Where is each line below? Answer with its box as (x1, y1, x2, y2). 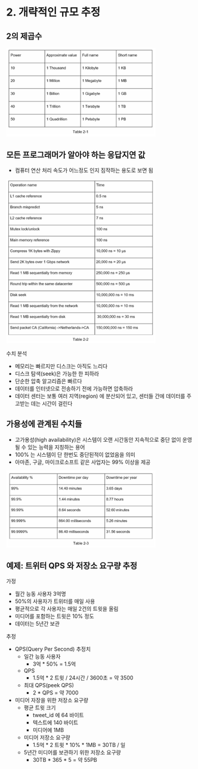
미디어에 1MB (32, 727, 64, 734)
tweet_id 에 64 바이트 (32, 712, 85, 719)
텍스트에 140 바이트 (32, 719, 79, 726)
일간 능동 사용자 (23, 653, 61, 660)
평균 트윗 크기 (23, 704, 56, 711)
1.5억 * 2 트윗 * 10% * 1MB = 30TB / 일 (32, 742, 126, 749)
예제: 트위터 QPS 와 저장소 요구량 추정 (6, 561, 138, 571)
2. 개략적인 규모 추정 (6, 5, 101, 19)
